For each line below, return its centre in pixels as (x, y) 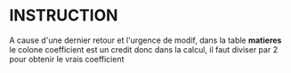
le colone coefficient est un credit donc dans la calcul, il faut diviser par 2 (144, 49)
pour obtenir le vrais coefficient (67, 59)
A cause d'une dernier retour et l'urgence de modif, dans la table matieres (145, 40)
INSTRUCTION (64, 16)
